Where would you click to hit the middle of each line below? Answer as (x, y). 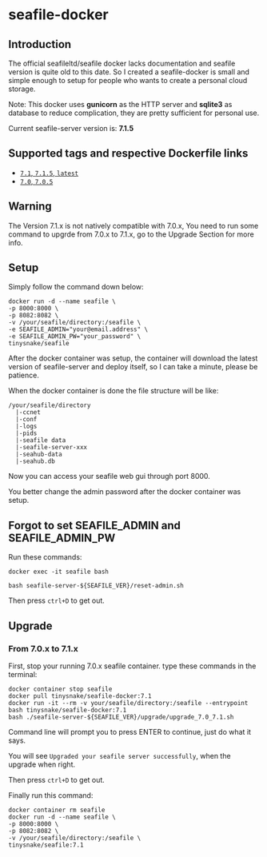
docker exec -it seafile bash (59, 572)
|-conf (26, 420)
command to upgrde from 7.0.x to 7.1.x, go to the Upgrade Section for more (131, 234)
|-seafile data (41, 440)
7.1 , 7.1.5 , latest (49, 173)
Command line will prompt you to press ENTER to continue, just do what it (130, 731)
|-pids (26, 433)
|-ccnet (28, 413)
